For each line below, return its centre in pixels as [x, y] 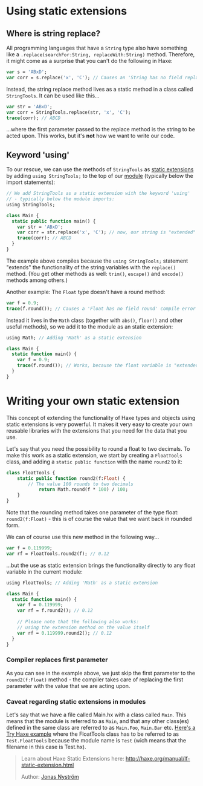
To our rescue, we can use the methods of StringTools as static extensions [100, 169]
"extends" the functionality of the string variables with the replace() [91, 267]
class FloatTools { [31, 473]
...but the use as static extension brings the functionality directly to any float [101, 565]
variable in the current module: [44, 571]
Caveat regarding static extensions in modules [76, 701]
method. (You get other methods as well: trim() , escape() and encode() [95, 273]
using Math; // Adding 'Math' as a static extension [74, 338]
